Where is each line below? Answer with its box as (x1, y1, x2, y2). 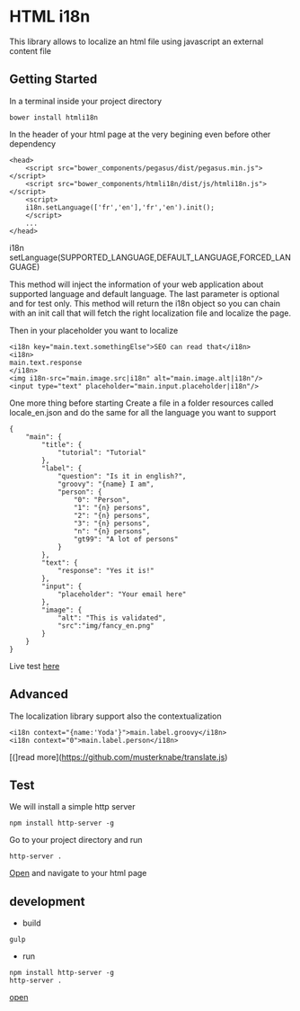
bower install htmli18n (9, 112, 99, 122)
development (9, 893, 85, 909)
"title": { (41, 440, 83, 449)
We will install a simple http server (9, 801, 136, 812)
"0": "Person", (73, 495, 130, 505)
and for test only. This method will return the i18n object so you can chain (9, 298, 281, 309)
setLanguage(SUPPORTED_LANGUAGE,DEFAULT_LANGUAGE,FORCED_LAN (9, 252, 292, 263)
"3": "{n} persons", (73, 519, 151, 528)
